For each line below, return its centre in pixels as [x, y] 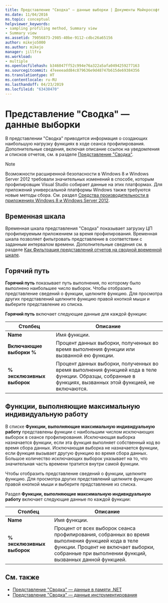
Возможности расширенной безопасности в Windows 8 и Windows [77, 174]
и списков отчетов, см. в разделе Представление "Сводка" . [69, 155]
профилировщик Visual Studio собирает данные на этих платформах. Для [84, 185]
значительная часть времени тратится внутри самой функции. [72, 464]
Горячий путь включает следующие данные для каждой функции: [76, 314]
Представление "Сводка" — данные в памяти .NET [67, 589]
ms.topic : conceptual [28, 19]
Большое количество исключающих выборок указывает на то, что [76, 458]
